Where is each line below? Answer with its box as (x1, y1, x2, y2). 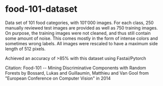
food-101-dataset (5, 3, 78, 15)
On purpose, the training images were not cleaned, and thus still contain (5, 30, 151, 36)
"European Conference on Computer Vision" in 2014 (5, 75, 111, 81)
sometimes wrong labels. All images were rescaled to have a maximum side (5, 40, 158, 46)
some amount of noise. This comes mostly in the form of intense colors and (5, 35, 158, 41)
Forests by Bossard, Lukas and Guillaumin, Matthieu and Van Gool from (5, 70, 149, 76)
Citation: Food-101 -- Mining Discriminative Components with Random (5, 65, 146, 71)
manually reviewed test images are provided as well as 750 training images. (5, 25, 158, 30)
